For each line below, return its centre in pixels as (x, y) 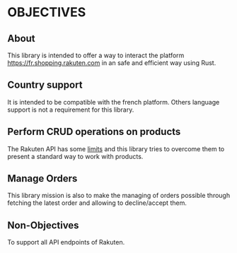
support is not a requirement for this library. (71, 110)
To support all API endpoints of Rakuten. (66, 242)
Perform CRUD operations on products (94, 132)
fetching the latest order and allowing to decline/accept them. (97, 203)
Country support (45, 85)
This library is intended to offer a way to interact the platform (96, 55)
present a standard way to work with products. (75, 156)
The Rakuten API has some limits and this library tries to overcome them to (116, 148)
